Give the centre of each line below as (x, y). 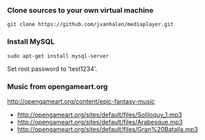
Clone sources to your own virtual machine (80, 10)
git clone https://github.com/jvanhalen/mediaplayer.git (90, 25)
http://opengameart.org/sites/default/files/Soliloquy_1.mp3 (99, 115)
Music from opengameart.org (57, 86)
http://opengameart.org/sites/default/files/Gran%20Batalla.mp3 (107, 129)
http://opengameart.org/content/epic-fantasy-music (81, 101)
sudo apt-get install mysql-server (58, 56)
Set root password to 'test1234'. (52, 69)
